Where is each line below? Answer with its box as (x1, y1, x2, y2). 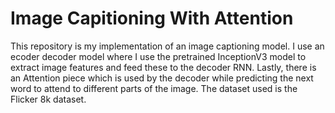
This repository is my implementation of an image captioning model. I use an (10, 40, 325, 52)
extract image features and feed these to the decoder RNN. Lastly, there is (10, 61, 317, 73)
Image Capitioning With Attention (10, 7, 294, 30)
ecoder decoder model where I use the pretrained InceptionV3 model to (10, 50, 307, 62)
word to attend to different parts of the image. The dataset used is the (10, 82, 298, 94)
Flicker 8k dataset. (10, 93, 87, 105)
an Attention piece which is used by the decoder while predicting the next (10, 72, 314, 84)
